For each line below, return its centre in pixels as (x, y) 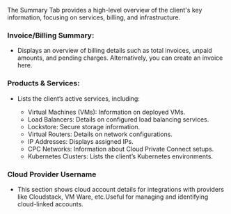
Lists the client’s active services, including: (79, 98)
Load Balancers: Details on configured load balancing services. (118, 119)
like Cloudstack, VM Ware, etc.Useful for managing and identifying (113, 197)
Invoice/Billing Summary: (51, 35)
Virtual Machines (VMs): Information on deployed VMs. (106, 112)
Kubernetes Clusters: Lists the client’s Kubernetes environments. (120, 156)
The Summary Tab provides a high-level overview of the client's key (105, 10)
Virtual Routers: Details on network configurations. (100, 134)
